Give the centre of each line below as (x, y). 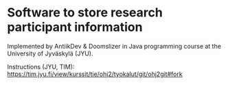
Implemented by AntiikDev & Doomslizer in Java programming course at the (114, 46)
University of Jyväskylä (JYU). (50, 53)
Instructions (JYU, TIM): (41, 66)
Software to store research (85, 13)
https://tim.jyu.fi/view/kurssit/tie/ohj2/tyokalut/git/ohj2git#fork (95, 74)
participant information (75, 27)
